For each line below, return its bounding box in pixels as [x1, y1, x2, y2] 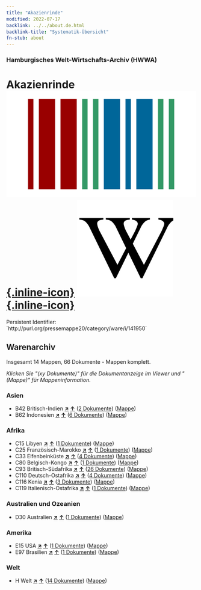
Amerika [6, 528, 32, 536]
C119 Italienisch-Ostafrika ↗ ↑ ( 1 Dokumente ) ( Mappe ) [14, 485, 150, 492]
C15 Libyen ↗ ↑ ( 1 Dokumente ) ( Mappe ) [14, 440, 114, 447]
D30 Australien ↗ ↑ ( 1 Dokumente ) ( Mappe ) [14, 513, 125, 520]
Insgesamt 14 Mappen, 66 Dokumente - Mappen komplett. [6, 358, 151, 365]
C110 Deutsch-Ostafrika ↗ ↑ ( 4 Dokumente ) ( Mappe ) [14, 472, 147, 479]
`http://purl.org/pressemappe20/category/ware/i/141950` [6, 325, 147, 332]
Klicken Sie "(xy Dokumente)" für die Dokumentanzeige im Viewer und [6, 370, 181, 377]
